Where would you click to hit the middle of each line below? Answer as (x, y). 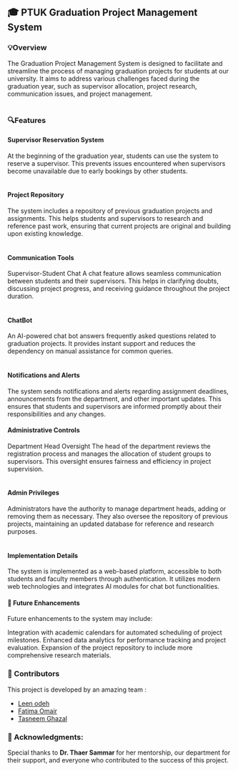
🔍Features (27, 120)
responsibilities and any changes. (56, 414)
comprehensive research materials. (59, 655)
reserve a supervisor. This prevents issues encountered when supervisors (116, 163)
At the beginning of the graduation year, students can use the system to (113, 156)
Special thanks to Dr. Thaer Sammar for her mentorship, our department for (119, 752)
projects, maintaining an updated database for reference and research (111, 524)
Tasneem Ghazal (43, 718)
